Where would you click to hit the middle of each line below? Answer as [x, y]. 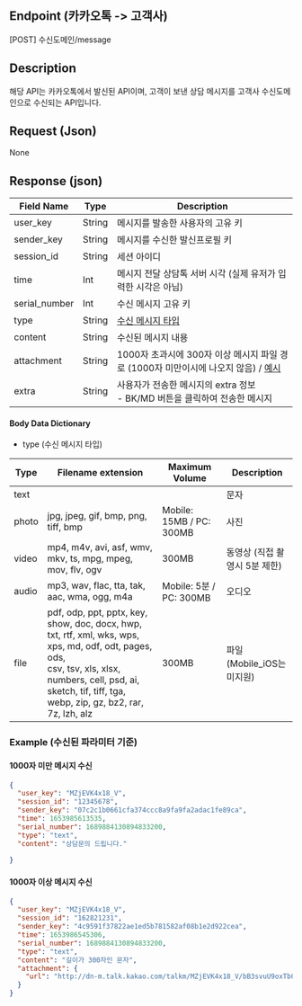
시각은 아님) [160, 288]
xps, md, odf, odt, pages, [100, 646]
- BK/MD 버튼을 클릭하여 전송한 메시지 [194, 398]
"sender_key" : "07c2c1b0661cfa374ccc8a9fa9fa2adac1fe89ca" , [132, 810]
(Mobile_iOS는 [256, 663]
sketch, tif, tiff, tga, [86, 691]
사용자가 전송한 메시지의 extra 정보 [186, 385]
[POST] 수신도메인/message [61, 40]
